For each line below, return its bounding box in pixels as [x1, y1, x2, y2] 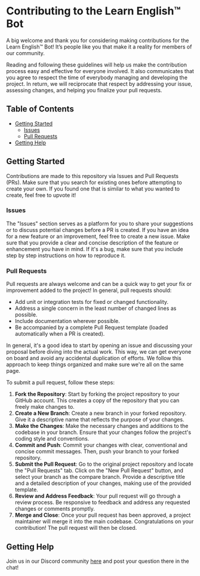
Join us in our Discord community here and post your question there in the [6, 557, 189, 565]
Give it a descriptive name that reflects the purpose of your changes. [14, 416, 184, 423]
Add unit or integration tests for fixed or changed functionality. [14, 298, 169, 306]
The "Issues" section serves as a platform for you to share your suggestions [6, 220, 193, 227]
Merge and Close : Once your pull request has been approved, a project [14, 511, 191, 519]
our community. [6, 49, 45, 56]
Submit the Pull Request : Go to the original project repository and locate [14, 460, 194, 468]
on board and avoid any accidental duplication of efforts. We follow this [6, 355, 181, 362]
